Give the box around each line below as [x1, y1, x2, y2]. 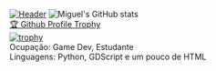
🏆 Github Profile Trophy [9, 19, 101, 29]
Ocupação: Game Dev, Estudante [9, 42, 134, 52]
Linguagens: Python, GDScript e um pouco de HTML [9, 51, 207, 62]
